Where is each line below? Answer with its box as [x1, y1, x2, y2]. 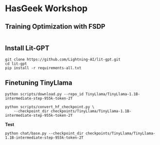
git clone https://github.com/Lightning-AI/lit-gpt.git [5, 57, 121, 62]
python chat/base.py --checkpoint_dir [5, 131, 84, 136]
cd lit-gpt [5, 61, 27, 66]
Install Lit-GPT [5, 44, 50, 53]
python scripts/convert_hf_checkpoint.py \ [5, 104, 95, 109]
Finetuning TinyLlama [5, 79, 72, 87]
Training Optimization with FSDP [5, 22, 106, 31]
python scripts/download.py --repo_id [5, 91, 84, 96]
